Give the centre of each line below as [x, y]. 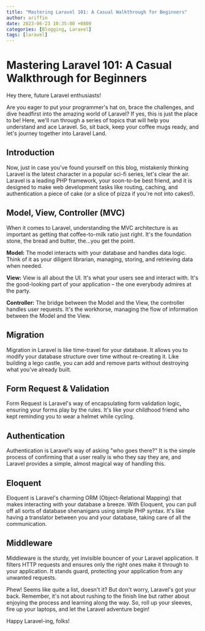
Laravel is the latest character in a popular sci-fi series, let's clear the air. [98, 174]
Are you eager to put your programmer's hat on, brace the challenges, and [100, 108]
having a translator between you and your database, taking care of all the [99, 517]
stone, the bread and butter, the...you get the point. [71, 241]
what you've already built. [39, 369]
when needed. [24, 265]
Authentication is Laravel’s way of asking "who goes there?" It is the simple [101, 451]
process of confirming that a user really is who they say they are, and [94, 457]
